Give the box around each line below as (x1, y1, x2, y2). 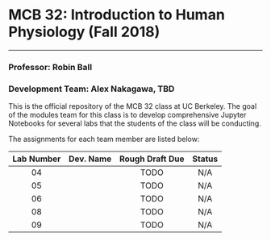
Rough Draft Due (119, 153, 185, 164)
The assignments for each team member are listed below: (8, 135, 200, 144)
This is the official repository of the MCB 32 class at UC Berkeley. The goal (8, 102, 257, 111)
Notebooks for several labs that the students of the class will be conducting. (8, 118, 262, 128)
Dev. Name (68, 153, 112, 164)
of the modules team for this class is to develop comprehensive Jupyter (8, 110, 247, 120)
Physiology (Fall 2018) (8, 23, 161, 41)
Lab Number (12, 153, 61, 164)
